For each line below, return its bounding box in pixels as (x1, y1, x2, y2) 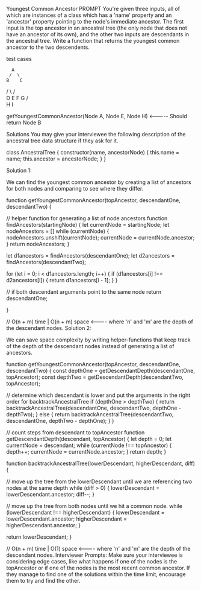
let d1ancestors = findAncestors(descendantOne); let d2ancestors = (6, 252, 175, 259)
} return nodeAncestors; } (6, 241, 70, 247)
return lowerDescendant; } (6, 533, 72, 541)
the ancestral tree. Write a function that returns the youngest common (6, 37, 180, 44)
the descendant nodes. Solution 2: (6, 325, 91, 331)
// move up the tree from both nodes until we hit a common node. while (6, 503, 182, 509)
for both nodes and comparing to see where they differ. (6, 185, 144, 192)
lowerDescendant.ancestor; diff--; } (6, 491, 95, 498)
